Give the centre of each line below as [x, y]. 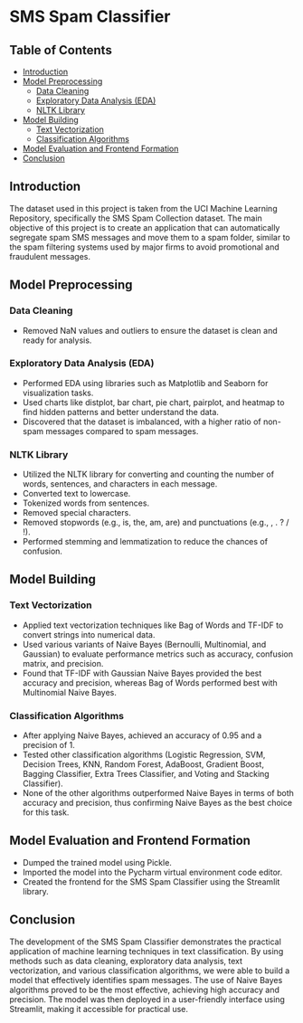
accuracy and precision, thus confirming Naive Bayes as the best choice [157, 803]
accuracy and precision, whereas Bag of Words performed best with [150, 682]
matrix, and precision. [63, 663]
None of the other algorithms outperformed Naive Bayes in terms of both [158, 793]
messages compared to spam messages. [122, 431]
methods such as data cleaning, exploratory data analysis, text [126, 961]
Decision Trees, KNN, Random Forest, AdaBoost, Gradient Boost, [143, 764]
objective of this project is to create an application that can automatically [145, 227]
